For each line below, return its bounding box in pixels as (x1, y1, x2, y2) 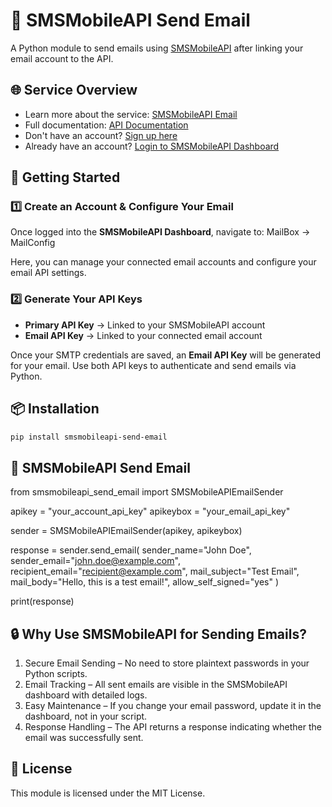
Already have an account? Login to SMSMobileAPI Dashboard (24, 140, 280, 152)
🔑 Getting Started (10, 169, 121, 186)
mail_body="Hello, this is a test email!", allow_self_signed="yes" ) (10, 576, 280, 588)
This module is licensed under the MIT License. (10, 787, 206, 799)
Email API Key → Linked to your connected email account (24, 329, 263, 341)
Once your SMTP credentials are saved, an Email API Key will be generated (10, 349, 322, 361)
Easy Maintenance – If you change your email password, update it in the (24, 700, 322, 712)
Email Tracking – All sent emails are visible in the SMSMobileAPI (24, 679, 288, 691)
